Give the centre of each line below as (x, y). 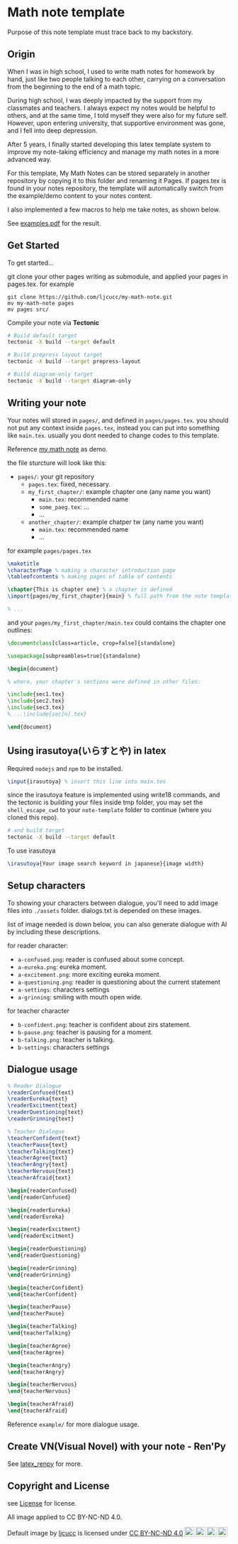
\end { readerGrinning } (39, 1275)
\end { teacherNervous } (39, 1391)
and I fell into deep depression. (52, 130)
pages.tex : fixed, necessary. (69, 484)
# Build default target (42, 335)
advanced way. (29, 159)
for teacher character (38, 1011)
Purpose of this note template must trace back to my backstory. (100, 32)
